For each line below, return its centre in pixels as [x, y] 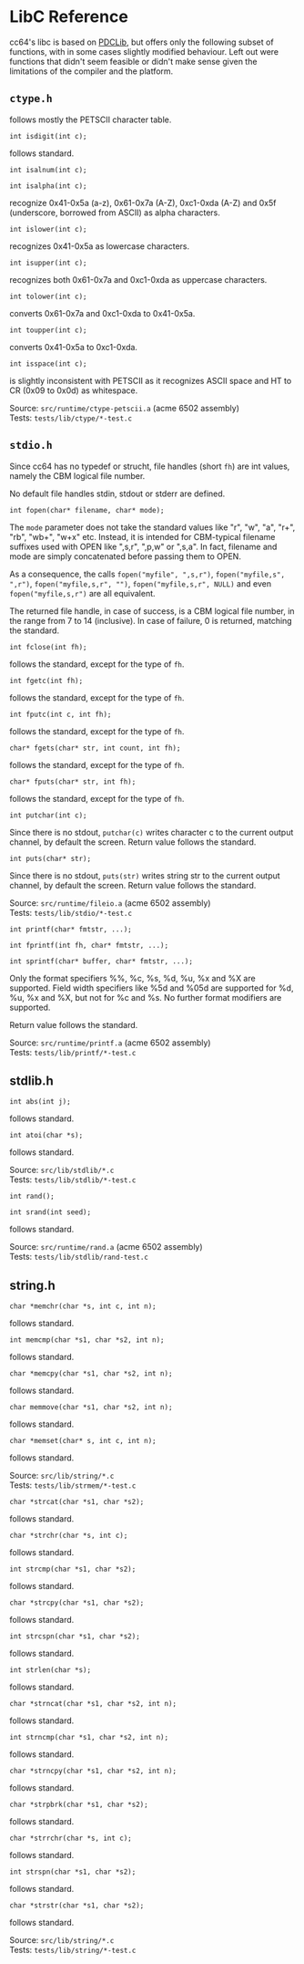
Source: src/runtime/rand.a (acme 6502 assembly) [106, 1247]
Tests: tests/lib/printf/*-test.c [73, 1052]
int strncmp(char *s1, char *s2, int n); [89, 1738]
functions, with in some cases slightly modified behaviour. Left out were [144, 51]
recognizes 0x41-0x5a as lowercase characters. [99, 246]
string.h [33, 1285]
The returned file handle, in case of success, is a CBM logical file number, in [152, 611]
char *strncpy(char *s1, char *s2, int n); [93, 1772]
